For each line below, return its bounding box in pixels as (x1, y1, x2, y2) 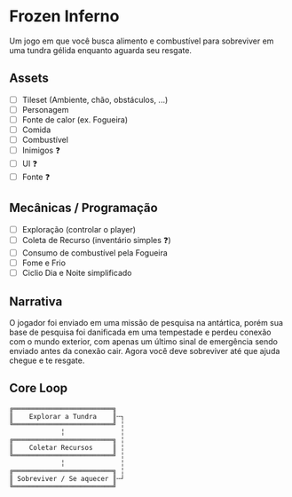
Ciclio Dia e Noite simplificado (21, 268, 132, 279)
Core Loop (9, 381, 68, 396)
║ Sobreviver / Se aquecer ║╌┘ (9, 474, 125, 483)
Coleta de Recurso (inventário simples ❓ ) (21, 234, 171, 245)
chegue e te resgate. (9, 355, 85, 366)
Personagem (21, 104, 69, 114)
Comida (21, 124, 51, 135)
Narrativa (9, 294, 63, 309)
